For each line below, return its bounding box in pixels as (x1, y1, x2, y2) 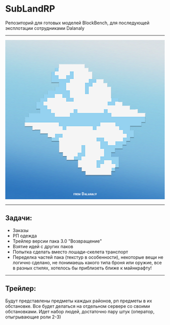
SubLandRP (5, 3, 56, 15)
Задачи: (5, 214, 32, 222)
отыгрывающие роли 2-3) (5, 314, 62, 320)
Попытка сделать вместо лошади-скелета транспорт (12, 249, 129, 255)
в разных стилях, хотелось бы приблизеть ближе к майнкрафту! (12, 265, 152, 271)
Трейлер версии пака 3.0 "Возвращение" (12, 238, 102, 244)
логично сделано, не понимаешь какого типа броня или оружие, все (12, 259, 162, 265)
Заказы (12, 227, 29, 233)
